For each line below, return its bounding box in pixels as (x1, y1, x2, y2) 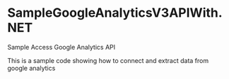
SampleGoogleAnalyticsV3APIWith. (7, 5, 223, 21)
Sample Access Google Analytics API (7, 43, 115, 51)
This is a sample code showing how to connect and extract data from (7, 56, 209, 64)
